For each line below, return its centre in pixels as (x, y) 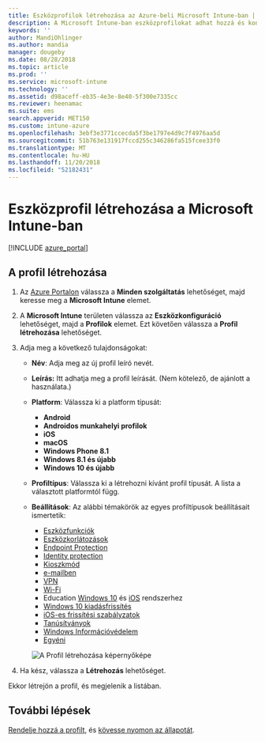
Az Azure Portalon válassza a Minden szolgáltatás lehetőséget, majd (132, 291)
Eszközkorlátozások (76, 539)
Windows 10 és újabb (79, 468)
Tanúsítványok (67, 623)
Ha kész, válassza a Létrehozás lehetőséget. (93, 670)
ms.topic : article (38, 67)
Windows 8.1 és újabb (80, 459)
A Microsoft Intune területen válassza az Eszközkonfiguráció (120, 315)
